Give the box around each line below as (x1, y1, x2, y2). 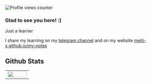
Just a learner (5, 28, 33, 34)
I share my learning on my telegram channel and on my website (5, 37, 133, 44)
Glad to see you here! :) (5, 17, 62, 24)
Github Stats (5, 57, 44, 65)
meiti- (134, 37, 146, 44)
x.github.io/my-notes (5, 43, 48, 49)
